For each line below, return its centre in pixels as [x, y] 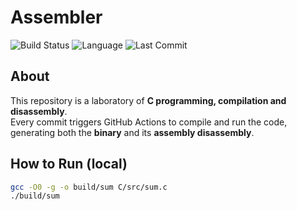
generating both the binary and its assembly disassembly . [132, 132]
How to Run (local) [69, 164]
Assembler [56, 17]
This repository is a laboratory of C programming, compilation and [148, 100]
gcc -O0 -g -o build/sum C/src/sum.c [89, 187]
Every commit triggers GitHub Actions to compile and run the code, [149, 122]
